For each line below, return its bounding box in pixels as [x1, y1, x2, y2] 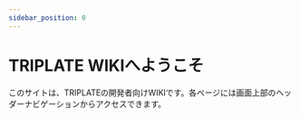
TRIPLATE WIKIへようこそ [8, 55, 205, 75]
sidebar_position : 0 [8, 13, 87, 23]
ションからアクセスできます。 [55, 98, 167, 109]
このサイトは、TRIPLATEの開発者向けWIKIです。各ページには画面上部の [8, 87, 276, 98]
